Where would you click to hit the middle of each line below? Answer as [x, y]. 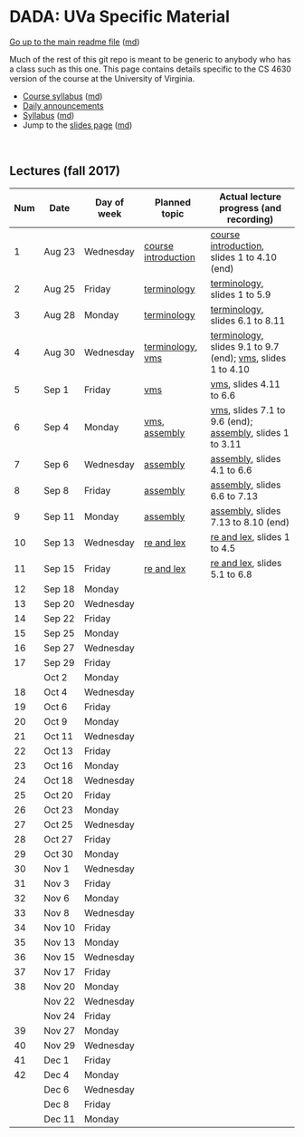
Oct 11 [59, 736]
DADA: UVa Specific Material [120, 17]
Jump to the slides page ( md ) [77, 125]
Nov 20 [60, 987]
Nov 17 [60, 971]
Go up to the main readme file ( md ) [75, 42]
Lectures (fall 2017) [65, 171]
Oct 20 [59, 795]
